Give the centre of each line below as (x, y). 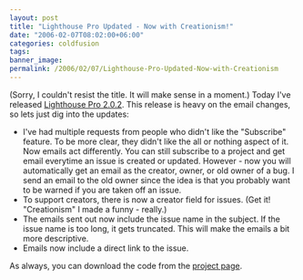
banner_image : (36, 60)
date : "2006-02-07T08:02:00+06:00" (77, 35)
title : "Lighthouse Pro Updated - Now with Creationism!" (121, 26)
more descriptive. (56, 238)
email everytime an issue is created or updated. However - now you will (157, 161)
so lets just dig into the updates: (69, 114)
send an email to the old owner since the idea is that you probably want (157, 180)
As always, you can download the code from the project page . (126, 265)
